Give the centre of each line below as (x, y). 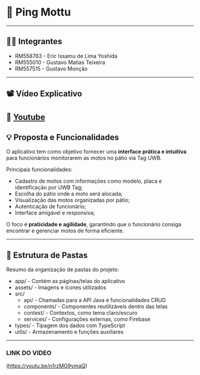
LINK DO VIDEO (29, 353)
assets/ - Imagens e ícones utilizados (60, 288)
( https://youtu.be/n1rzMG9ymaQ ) (47, 366)
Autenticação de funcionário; (50, 207)
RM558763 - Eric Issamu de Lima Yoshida (66, 56)
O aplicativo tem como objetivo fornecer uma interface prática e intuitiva (96, 152)
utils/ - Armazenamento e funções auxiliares (69, 332)
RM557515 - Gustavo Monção (51, 69)
